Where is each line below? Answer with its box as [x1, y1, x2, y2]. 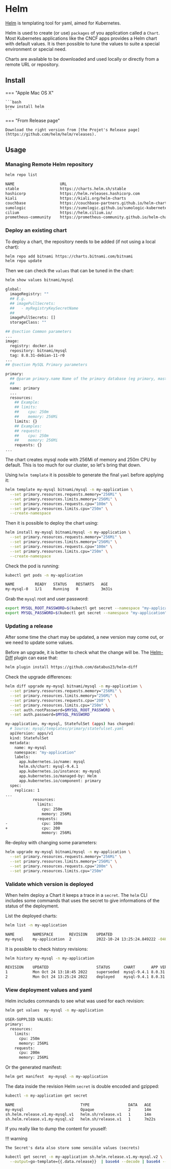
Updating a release [5, 622, 53, 630]
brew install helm [5, 104, 44, 109]
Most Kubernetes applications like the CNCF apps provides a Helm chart [5, 35, 157, 41]
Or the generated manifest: [5, 1064, 62, 1071]
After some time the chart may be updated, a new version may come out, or [5, 634, 164, 640]
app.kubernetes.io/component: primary [18, 778, 101, 783]
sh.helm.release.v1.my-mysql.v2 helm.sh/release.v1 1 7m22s [5, 1116, 156, 1122]
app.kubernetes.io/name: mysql [18, 759, 85, 765]
